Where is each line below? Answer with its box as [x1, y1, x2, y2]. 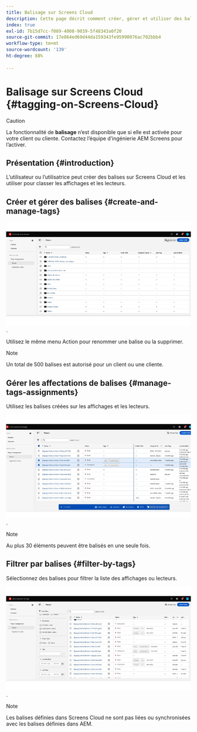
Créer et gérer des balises [6, 197, 103, 207]
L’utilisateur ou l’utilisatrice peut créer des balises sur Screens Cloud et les [6, 173, 186, 181]
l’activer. [6, 141, 26, 148]
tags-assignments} [6, 387, 79, 397]
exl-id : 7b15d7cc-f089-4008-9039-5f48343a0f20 [6, 28, 122, 34]
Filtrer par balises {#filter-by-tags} [6, 559, 136, 569]
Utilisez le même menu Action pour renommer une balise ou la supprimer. [6, 338, 184, 345]
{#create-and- [104, 197, 158, 207]
